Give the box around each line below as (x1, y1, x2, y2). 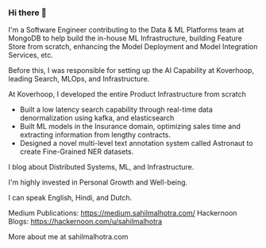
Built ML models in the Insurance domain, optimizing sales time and (19, 122, 241, 132)
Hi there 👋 (8, 7, 48, 18)
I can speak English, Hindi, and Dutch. (8, 193, 133, 203)
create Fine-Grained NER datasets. (19, 147, 134, 157)
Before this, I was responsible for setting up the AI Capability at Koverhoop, (8, 66, 254, 75)
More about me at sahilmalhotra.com (8, 232, 129, 242)
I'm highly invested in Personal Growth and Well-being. (8, 177, 188, 187)
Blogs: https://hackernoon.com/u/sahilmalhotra (8, 217, 163, 227)
